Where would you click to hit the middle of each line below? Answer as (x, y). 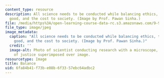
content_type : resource (29, 9)
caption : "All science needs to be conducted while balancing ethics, (83, 37)
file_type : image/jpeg (28, 28)
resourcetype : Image (26, 59)
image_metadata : (21, 32)
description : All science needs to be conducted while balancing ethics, (82, 14)
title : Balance (20, 63)
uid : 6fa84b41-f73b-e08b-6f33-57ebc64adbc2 (50, 68)
